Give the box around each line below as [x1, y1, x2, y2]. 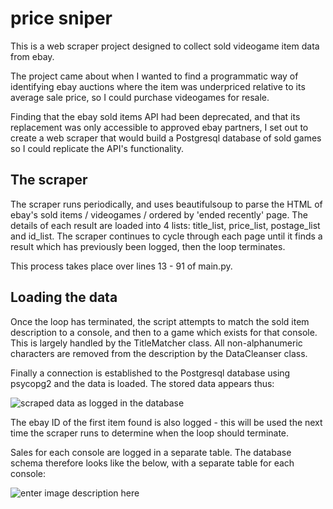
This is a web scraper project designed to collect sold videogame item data [10, 40, 320, 52]
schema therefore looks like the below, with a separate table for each [10, 457, 295, 469]
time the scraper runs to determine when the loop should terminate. [10, 427, 290, 439]
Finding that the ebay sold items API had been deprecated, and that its [10, 110, 301, 122]
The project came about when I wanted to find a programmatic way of [10, 70, 299, 82]
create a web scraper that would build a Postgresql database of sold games [10, 132, 322, 144]
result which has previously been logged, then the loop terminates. [10, 240, 286, 252]
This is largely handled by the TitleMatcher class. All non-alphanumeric [10, 337, 303, 349]
